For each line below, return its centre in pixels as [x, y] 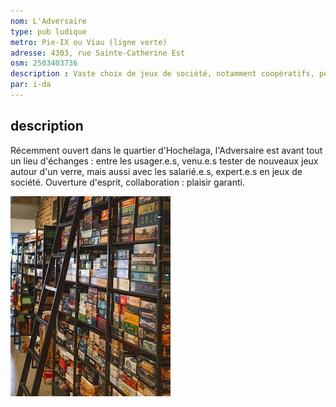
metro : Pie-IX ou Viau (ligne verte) [89, 42]
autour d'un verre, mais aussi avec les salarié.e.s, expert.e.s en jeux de [156, 171]
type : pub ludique [48, 31]
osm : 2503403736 [44, 63]
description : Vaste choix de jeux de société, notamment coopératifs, [162, 74]
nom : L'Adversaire [48, 21]
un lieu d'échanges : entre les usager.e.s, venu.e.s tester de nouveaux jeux [164, 161]
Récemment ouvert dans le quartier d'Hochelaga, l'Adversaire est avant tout [166, 150]
